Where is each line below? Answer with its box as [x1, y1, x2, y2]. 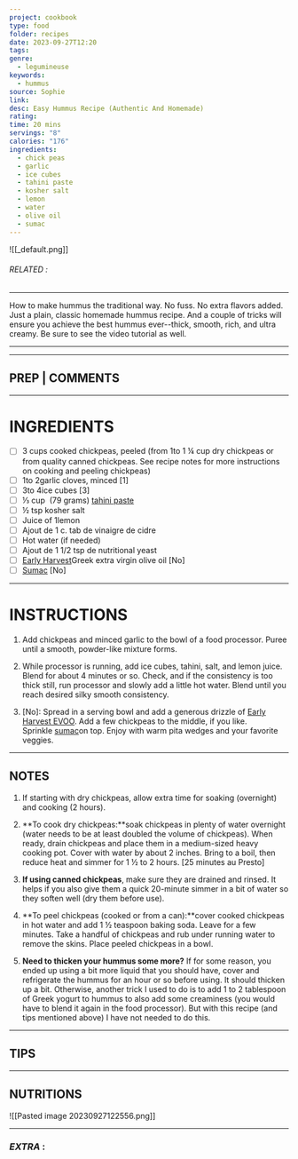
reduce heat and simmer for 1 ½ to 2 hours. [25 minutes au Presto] [21, 856, 265, 867]
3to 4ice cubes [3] [21, 485, 90, 496]
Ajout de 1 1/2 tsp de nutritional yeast [21, 544, 158, 555]
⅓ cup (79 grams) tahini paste [21, 495, 135, 505]
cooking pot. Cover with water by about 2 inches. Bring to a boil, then [21, 847, 277, 858]
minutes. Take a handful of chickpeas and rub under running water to [21, 929, 276, 940]
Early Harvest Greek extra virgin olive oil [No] [21, 555, 185, 566]
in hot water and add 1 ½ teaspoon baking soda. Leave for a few [21, 919, 256, 930]
